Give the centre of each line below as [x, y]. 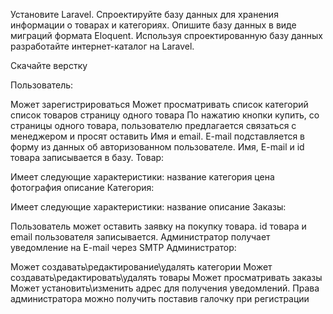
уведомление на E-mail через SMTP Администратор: [123, 247]
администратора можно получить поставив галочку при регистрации [160, 298]
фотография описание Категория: [82, 187]
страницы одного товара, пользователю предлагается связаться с [153, 125]
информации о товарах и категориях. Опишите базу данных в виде [153, 25]
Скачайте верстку [49, 65]
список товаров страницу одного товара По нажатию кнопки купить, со [165, 115]
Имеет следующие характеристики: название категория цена [142, 177]
